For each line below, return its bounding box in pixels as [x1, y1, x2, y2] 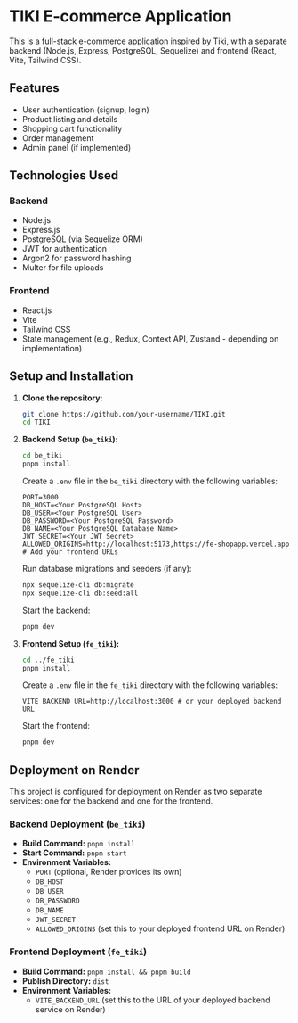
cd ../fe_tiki [21, 656, 75, 664]
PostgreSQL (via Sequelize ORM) [21, 234, 144, 244]
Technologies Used [9, 168, 118, 184]
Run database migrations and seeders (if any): [21, 564, 192, 574]
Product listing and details [21, 113, 118, 124]
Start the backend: [21, 605, 91, 615]
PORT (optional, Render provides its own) [35, 867, 182, 878]
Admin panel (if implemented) [21, 142, 132, 153]
